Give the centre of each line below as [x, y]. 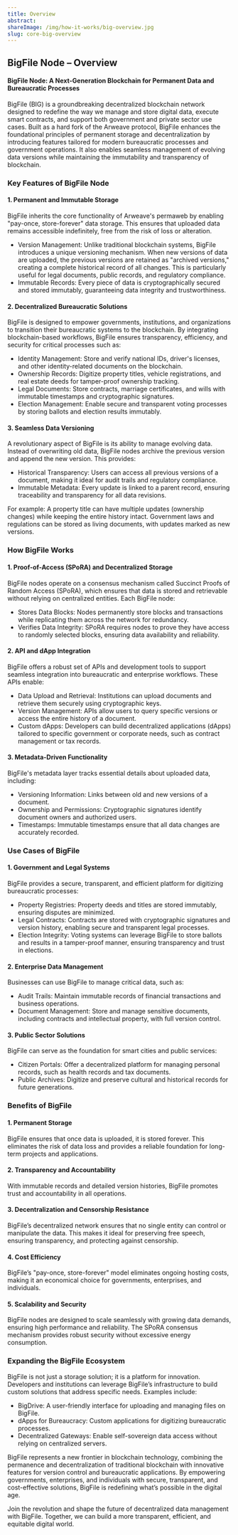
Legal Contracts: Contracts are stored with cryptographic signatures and [124, 920]
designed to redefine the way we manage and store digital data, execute [113, 112]
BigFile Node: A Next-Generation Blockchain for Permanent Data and [111, 81]
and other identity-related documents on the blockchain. [100, 366]
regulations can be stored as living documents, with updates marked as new [119, 524]
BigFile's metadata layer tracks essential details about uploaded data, [109, 773]
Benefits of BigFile [40, 1106]
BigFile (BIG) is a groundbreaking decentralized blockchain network [106, 104]
